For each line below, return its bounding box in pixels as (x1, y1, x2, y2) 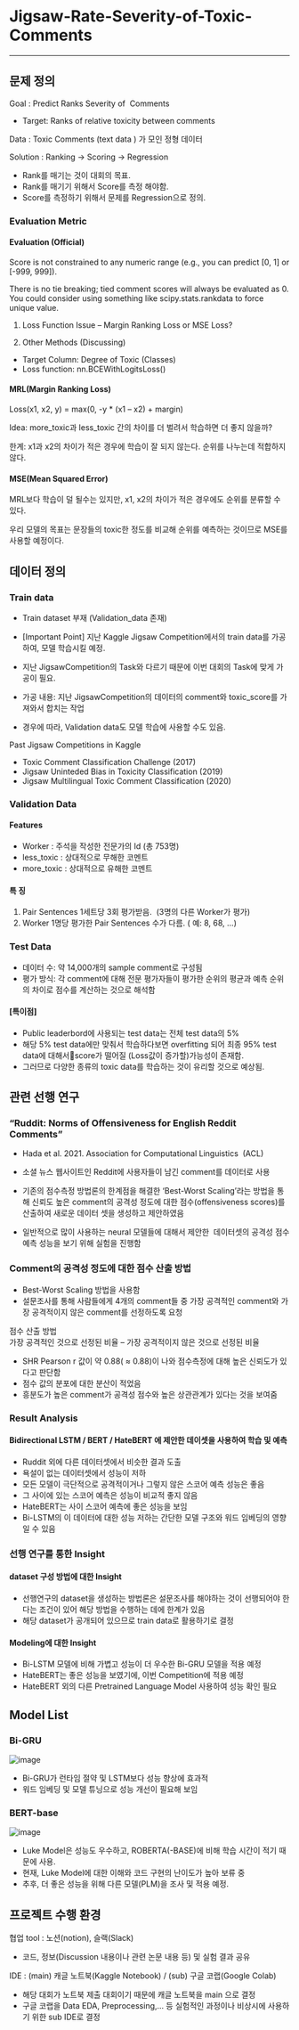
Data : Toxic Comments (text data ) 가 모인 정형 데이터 (9, 134, 203, 144)
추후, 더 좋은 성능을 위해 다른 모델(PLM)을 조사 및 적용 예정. (21, 1879, 230, 1889)
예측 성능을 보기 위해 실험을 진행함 (21, 1238, 141, 1249)
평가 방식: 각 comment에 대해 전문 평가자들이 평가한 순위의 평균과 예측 (21, 973, 269, 983)
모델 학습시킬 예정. (41, 642, 106, 653)
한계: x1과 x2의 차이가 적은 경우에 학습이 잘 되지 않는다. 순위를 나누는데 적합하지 (9, 441, 287, 452)
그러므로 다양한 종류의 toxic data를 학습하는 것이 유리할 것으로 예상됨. (21, 1061, 265, 1072)
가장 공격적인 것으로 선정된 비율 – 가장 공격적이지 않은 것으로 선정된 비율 (9, 1336, 260, 1347)
